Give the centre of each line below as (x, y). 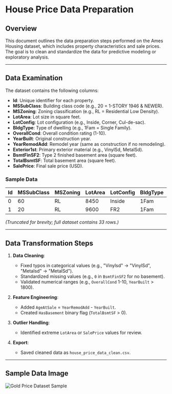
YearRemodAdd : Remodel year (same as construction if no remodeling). (89, 144)
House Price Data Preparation (70, 10)
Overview (21, 29)
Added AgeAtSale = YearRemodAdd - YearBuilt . (68, 307)
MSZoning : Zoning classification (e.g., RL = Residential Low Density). (86, 111)
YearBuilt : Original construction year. (52, 138)
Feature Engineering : (36, 297)
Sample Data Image (37, 373)
